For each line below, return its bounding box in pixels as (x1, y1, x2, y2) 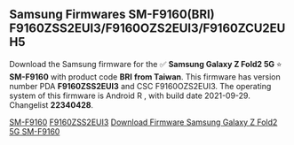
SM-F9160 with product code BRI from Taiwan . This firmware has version (9, 71, 282, 82)
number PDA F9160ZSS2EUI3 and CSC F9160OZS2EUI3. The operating (9, 80, 272, 91)
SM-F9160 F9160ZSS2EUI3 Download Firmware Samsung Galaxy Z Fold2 (9, 117, 278, 127)
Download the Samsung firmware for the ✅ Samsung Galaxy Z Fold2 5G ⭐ (9, 58, 282, 69)
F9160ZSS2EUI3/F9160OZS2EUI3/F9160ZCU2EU (9, 21, 286, 36)
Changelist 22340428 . (9, 99, 94, 110)
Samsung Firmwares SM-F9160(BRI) (9, 7, 215, 22)
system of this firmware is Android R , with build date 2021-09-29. (9, 90, 250, 101)
